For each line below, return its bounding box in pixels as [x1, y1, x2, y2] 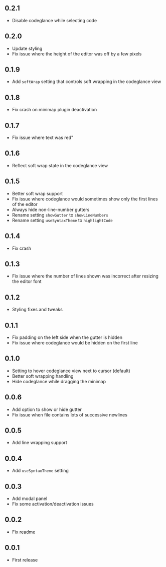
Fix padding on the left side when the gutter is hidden [12, 334, 123, 340]
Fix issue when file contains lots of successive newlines [12, 411, 127, 417]
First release [12, 556, 38, 563]
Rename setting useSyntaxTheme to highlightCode [12, 217, 113, 223]
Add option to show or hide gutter [12, 406, 82, 412]
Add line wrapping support [12, 440, 67, 446]
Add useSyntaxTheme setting [12, 468, 69, 474]
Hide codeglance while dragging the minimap [12, 378, 106, 384]
